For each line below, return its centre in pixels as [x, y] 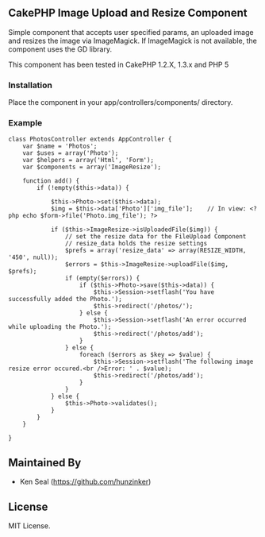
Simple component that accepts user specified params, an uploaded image [131, 32]
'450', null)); [33, 257]
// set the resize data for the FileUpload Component [156, 237]
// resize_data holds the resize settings [136, 244]
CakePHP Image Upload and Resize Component [128, 13]
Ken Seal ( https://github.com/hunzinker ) [85, 482]
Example [25, 123]
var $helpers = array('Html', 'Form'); [88, 160]
